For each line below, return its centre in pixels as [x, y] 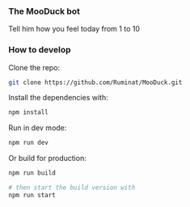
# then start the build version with [72, 188]
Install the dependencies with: [58, 98]
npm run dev [28, 143]
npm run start [32, 195]
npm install [28, 112]
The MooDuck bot [44, 11]
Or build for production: [47, 158]
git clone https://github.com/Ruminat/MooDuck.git [95, 82]
